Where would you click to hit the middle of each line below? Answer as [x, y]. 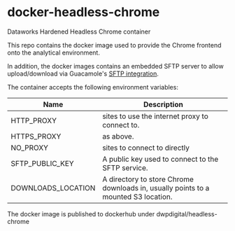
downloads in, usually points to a [156, 188]
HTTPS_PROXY [36, 136]
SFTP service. [125, 167]
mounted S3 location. [137, 197]
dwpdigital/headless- [187, 213]
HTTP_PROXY [34, 120]
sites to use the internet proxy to [155, 116]
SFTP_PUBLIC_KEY [43, 163]
